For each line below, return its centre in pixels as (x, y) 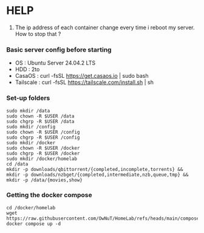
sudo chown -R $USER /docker (43, 148)
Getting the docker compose (49, 195)
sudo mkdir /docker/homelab (42, 159)
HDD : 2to (27, 69)
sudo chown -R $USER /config (43, 132)
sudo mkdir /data (28, 111)
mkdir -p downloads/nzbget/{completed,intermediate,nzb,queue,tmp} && (97, 175)
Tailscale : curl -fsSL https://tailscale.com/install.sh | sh (84, 82)
